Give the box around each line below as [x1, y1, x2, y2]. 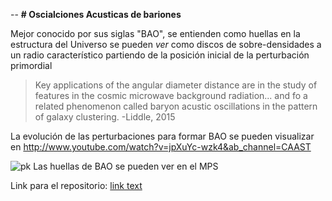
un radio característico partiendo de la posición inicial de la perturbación [10, 49, 310, 61]
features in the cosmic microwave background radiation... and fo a [34, 90, 308, 101]
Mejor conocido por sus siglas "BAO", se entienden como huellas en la [10, 28, 301, 39]
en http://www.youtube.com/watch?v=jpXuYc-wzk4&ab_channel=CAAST [10, 141, 312, 153]
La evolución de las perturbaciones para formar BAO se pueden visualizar [10, 130, 315, 142]
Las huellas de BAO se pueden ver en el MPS [33, 160, 219, 172]
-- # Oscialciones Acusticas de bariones [10, 9, 182, 20]
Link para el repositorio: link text [10, 180, 143, 191]
